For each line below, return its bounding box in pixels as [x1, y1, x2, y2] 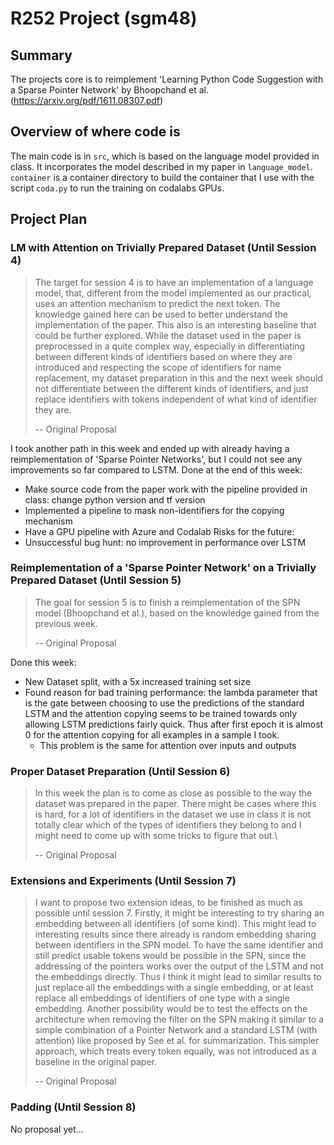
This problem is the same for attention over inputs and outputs [39, 739, 297, 751]
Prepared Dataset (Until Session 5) [10, 573, 182, 587]
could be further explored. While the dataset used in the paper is [34, 329, 302, 341]
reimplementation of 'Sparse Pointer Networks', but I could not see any [10, 453, 303, 465]
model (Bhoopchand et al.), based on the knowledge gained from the [34, 607, 320, 619]
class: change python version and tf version [24, 493, 206, 506]
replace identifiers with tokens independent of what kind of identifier [34, 393, 318, 405]
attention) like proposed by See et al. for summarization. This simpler [34, 1035, 320, 1047]
